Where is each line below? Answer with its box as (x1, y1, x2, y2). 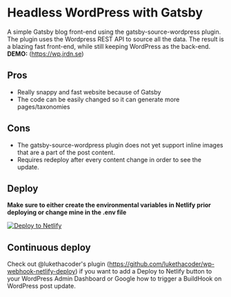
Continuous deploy (7, 241, 91, 253)
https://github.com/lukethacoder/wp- (109, 260, 215, 268)
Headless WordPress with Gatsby (7, 5, 203, 21)
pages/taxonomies (17, 102, 70, 111)
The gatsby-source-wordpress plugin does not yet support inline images (17, 141, 223, 149)
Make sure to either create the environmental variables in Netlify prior (7, 201, 212, 209)
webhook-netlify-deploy (7, 267, 76, 276)
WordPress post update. (7, 282, 76, 290)
